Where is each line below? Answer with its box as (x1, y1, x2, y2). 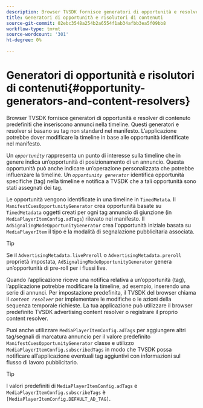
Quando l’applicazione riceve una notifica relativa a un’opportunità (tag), (6, 276, 186, 283)
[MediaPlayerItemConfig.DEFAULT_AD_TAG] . (6, 395, 111, 402)
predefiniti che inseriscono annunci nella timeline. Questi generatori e (6, 121, 179, 128)
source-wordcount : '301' (6, 32, 69, 38)
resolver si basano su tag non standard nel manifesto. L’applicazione (6, 127, 177, 134)
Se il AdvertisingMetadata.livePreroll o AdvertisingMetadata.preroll (6, 251, 182, 258)
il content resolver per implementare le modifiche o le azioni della (6, 295, 172, 303)
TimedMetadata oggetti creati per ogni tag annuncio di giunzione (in (6, 209, 172, 216)
